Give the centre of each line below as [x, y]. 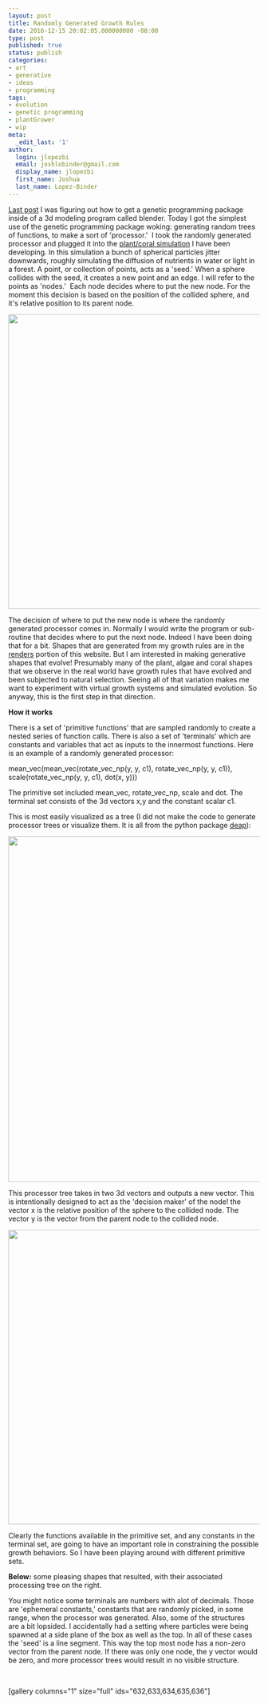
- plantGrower [32, 120]
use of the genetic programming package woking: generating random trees [132, 226]
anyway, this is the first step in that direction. [82, 696]
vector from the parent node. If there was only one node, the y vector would [133, 1651]
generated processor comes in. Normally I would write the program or [123, 628]
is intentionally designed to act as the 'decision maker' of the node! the [125, 1202]
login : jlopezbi [42, 157]
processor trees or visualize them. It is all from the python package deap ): [130, 825]
